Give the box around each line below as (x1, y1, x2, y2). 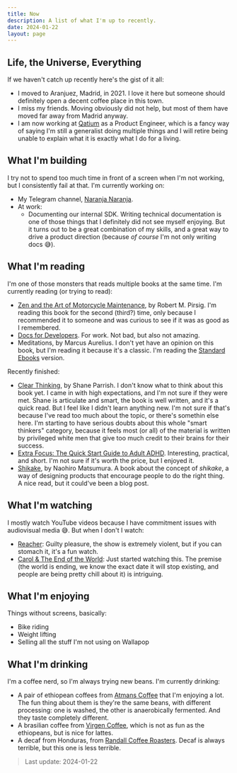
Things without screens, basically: (7, 609, 108, 618)
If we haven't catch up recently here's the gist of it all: (7, 75, 164, 84)
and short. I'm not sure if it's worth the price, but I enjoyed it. (17, 456, 195, 465)
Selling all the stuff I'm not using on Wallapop (17, 638, 150, 646)
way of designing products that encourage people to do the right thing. (17, 471, 225, 479)
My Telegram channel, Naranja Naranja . (17, 194, 134, 203)
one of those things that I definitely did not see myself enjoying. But (28, 217, 226, 226)
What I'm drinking (7, 658, 88, 670)
